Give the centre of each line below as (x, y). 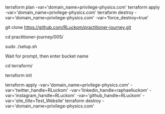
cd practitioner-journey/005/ (34, 37)
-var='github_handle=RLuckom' (109, 95)
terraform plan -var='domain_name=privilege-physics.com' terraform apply (82, 7)
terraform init (19, 75)
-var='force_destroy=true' (122, 18)
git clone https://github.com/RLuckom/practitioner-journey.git (68, 27)
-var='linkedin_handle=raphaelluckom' (109, 90)
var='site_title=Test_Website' (35, 101)
